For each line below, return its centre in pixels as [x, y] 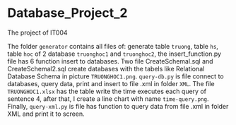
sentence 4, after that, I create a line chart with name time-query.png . [108, 99]
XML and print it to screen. [46, 114]
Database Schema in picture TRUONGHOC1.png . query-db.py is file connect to [116, 76]
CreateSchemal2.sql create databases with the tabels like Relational [106, 69]
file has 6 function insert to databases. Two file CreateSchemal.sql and [110, 61]
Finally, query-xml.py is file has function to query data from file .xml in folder [118, 106]
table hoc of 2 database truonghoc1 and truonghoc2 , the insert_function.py [114, 54]
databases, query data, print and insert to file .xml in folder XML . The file [111, 83]
